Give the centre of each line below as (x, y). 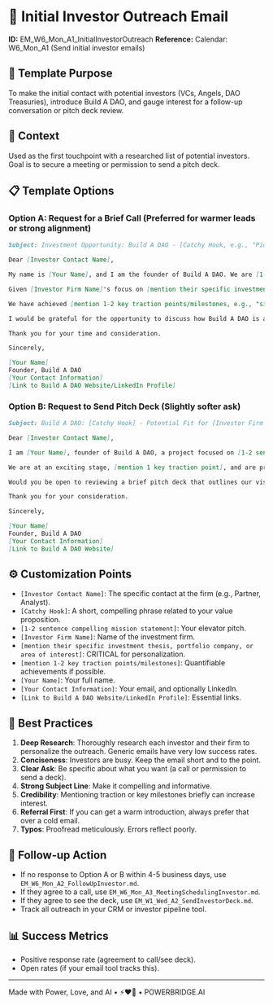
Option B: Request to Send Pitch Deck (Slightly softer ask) (125, 406)
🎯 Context (34, 136)
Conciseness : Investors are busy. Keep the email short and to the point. (141, 760)
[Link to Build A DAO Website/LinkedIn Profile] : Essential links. (131, 698)
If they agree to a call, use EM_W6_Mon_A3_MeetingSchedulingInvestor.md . (140, 892)
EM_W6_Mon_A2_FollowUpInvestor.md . (80, 884)
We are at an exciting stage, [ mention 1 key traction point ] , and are (132, 467)
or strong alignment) (50, 228)
